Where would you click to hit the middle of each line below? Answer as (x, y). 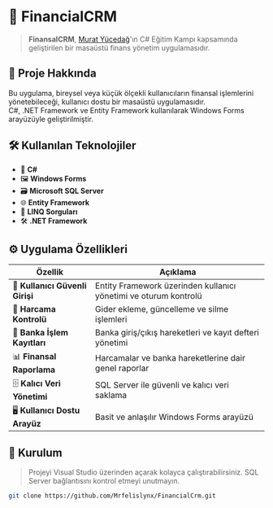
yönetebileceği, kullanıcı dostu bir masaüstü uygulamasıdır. (107, 102)
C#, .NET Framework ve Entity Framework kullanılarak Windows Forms (127, 110)
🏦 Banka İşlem (41, 333)
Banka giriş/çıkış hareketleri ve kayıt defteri (177, 333)
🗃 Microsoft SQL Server (62, 190)
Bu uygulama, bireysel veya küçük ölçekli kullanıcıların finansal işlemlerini (131, 93)
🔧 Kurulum (35, 452)
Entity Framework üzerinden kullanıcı (165, 286)
